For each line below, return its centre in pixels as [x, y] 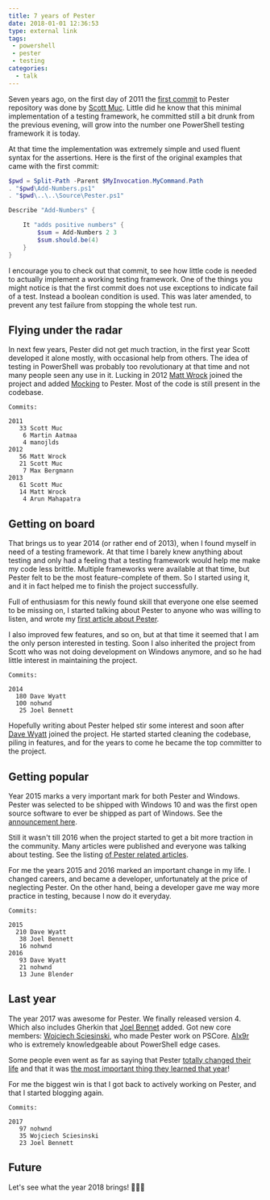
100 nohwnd [34, 703]
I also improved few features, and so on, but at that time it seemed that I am [134, 635]
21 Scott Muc [41, 464]
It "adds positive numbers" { [74, 225]
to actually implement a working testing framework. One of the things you [130, 279]
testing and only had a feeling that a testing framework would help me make [134, 560]
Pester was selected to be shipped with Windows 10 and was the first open [133, 804]
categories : [28, 69]
